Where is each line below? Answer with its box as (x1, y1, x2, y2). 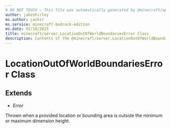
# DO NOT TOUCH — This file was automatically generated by (5, 7, 136, 13)
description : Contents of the (5, 36, 70, 41)
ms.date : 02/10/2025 (5, 27, 49, 32)
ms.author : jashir (5, 17, 44, 22)
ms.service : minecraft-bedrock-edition (5, 21, 90, 27)
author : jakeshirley (5, 12, 49, 17)
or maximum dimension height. (5, 118, 70, 124)
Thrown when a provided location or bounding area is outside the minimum (5, 112, 163, 118)
